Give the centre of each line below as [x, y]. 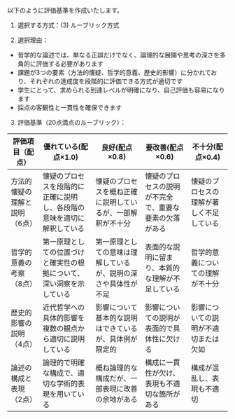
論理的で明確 [64, 363]
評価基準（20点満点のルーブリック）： [72, 122]
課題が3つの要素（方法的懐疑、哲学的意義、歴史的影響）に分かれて [114, 73]
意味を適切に [64, 218]
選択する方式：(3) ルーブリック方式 [68, 25]
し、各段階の [64, 207]
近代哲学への [64, 307]
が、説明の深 [116, 273]
